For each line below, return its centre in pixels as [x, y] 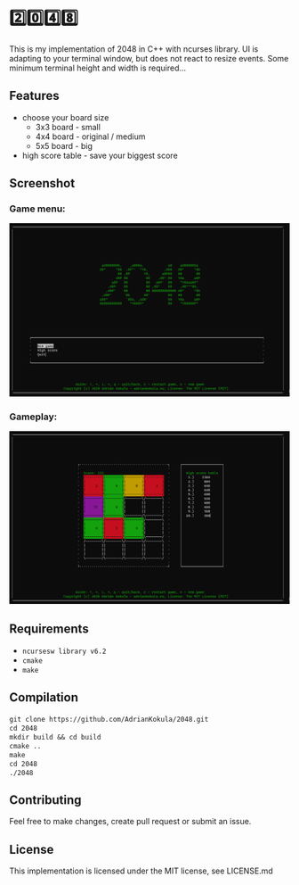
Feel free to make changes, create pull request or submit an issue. [130, 822]
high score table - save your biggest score [100, 155]
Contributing [45, 800]
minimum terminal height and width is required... [98, 68]
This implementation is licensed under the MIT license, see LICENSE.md [141, 871]
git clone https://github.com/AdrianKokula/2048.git [109, 719]
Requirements [49, 629]
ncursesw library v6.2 [64, 651]
